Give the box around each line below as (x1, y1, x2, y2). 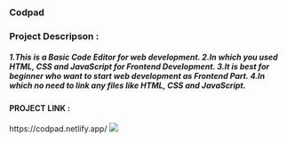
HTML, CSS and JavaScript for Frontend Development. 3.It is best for (9, 61, 270, 72)
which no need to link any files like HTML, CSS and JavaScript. (9, 80, 246, 91)
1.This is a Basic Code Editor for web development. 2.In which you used (9, 52, 278, 63)
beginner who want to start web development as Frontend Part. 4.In (9, 71, 265, 82)
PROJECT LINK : (9, 102, 71, 113)
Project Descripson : (9, 29, 100, 42)
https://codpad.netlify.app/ (9, 123, 108, 134)
